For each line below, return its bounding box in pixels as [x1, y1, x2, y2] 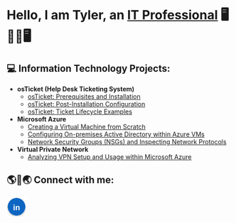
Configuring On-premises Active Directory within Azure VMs [27, 130, 205, 138]
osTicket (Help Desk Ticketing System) [16, 85, 135, 93]
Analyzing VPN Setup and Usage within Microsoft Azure [27, 153, 192, 161]
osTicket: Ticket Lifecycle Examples [27, 107, 133, 116]
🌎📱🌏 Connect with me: [6, 174, 114, 186]
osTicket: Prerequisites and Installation [27, 92, 141, 101]
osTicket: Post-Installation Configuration [27, 100, 146, 108]
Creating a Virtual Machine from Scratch [27, 123, 146, 131]
